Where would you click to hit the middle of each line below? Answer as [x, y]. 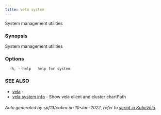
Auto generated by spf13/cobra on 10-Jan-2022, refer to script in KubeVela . [81, 108]
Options [15, 58]
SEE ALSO [17, 81]
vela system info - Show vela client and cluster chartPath [69, 97]
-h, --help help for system [40, 69]
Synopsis [16, 36]
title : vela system [25, 9]
